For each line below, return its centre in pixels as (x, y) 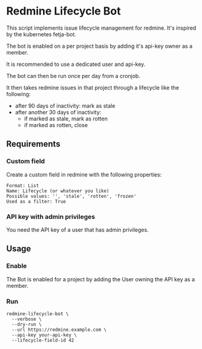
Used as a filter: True (36, 201)
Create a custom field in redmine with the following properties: (84, 174)
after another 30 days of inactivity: (58, 112)
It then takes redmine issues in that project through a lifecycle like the (93, 87)
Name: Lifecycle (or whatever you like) (58, 191)
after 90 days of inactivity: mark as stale (65, 106)
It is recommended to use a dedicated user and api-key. (76, 64)
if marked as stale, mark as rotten (66, 119)
